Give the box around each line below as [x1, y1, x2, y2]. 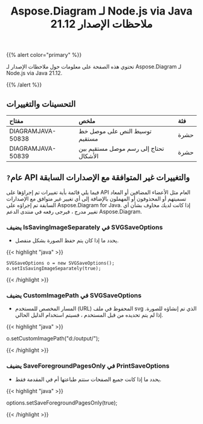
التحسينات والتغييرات [6, 99, 76, 109]
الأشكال [78, 152, 98, 160]
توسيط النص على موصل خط [78, 127, 152, 135]
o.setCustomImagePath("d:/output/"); [6, 335, 100, 342]
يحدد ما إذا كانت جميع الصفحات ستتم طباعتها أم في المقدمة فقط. [14, 376, 162, 383]
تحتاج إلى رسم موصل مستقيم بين [78, 144, 164, 153]
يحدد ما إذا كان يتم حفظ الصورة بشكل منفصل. [14, 237, 119, 244]
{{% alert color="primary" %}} [6, 51, 82, 59]
